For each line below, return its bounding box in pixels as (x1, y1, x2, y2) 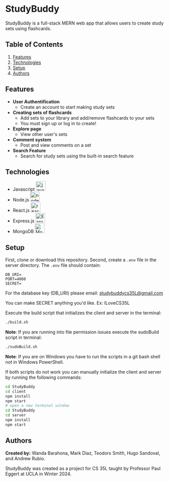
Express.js (12, 218, 35, 224)
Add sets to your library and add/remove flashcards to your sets (20, 114, 155, 121)
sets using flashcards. (5, 25, 52, 31)
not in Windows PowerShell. (5, 359, 64, 365)
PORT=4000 (5, 277, 26, 282)
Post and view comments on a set (20, 142, 92, 148)
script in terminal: (5, 334, 42, 340)
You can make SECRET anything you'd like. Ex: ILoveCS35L (5, 300, 130, 306)
